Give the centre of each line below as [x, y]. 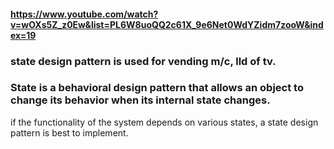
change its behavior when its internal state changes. [140, 100]
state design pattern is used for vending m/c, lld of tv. [143, 61]
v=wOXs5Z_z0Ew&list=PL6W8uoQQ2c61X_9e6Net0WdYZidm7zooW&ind [167, 24]
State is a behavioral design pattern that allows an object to [157, 88]
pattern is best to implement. [69, 132]
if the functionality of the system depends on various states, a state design [164, 122]
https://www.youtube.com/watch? [84, 14]
